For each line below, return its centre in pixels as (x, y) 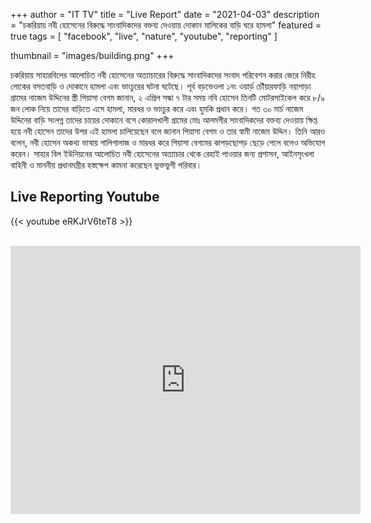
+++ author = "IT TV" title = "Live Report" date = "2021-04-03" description (165, 14)
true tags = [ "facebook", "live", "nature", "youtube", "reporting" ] (144, 36)
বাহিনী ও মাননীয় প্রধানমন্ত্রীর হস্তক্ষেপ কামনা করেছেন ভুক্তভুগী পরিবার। (106, 165)
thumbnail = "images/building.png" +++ (92, 55)
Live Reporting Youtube (85, 197)
